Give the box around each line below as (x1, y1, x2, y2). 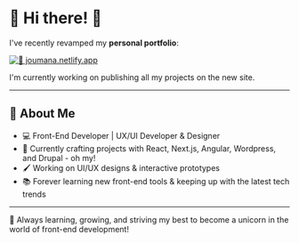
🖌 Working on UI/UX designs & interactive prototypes (21, 162, 221, 173)
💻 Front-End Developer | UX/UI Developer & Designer (21, 130, 221, 141)
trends (21, 189, 46, 199)
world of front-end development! (9, 223, 129, 234)
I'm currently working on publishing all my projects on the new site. (9, 71, 255, 83)
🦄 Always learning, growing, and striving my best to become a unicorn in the (9, 214, 289, 225)
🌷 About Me (9, 106, 76, 121)
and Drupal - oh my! (21, 152, 96, 163)
